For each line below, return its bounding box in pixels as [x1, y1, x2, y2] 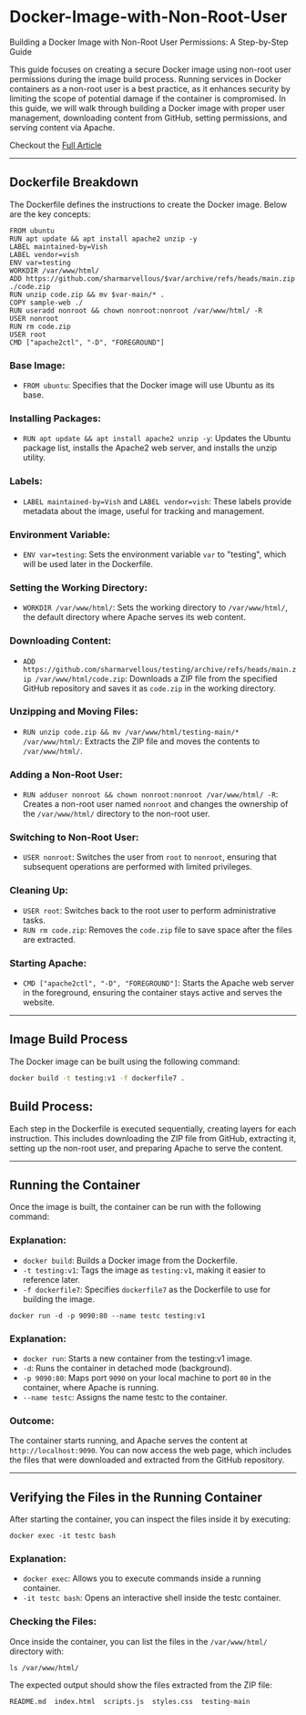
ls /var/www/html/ [9, 1663, 79, 1672]
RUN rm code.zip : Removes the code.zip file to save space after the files [22, 924, 293, 935]
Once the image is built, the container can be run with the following [9, 1202, 261, 1213]
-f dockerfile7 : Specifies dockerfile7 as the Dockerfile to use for [22, 1284, 271, 1295]
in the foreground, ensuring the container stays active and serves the [22, 987, 282, 998]
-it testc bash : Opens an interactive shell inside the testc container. [22, 1593, 281, 1604]
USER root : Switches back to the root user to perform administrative [22, 904, 276, 915]
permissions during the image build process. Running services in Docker [9, 73, 282, 84]
